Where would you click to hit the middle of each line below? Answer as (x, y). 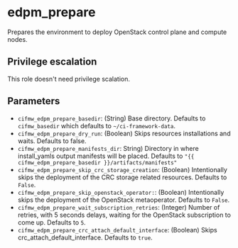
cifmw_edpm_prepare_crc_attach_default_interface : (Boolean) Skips (118, 230)
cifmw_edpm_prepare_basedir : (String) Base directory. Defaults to (112, 118)
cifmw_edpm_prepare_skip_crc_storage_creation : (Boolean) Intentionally (122, 169)
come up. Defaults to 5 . (52, 222)
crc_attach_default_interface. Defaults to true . (85, 237)
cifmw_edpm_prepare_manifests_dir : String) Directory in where (108, 148)
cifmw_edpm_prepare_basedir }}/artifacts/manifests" (97, 163)
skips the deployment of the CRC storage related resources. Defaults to (122, 177)
